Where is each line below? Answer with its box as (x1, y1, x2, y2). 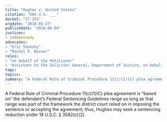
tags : (5, 68, 16, 73)
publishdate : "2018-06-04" (5, 26, 61, 31)
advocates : (5, 40, 28, 45)
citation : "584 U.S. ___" (5, 12, 59, 17)
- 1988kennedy (5, 35, 35, 40)
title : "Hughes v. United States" (5, 7, 77, 12)
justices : (5, 30, 26, 35)
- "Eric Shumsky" (5, 44, 41, 49)
